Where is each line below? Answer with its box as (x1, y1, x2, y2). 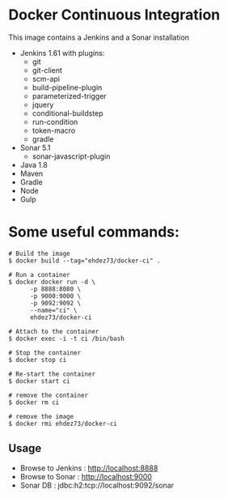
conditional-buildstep (32, 108, 103, 118)
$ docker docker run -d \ (8, 278, 95, 286)
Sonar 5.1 (19, 143, 51, 152)
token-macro (32, 126, 76, 135)
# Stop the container (8, 348, 82, 357)
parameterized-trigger (32, 91, 107, 100)
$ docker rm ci (8, 398, 60, 406)
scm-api (32, 74, 61, 83)
